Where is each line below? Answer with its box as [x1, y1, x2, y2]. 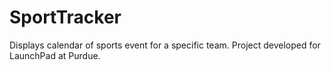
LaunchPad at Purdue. [9, 49, 101, 61]
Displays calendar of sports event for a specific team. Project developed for [9, 39, 321, 51]
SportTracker [9, 6, 122, 29]
